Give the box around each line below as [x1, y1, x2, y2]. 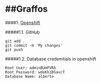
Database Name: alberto [5, 74, 54, 79]
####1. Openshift [5, 20, 40, 26]
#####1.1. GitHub [5, 29, 40, 35]
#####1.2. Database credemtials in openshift [5, 55, 97, 62]
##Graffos [5, 3, 48, 15]
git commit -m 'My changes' [5, 43, 63, 48]
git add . [5, 38, 26, 44]
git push [5, 47, 23, 52]
